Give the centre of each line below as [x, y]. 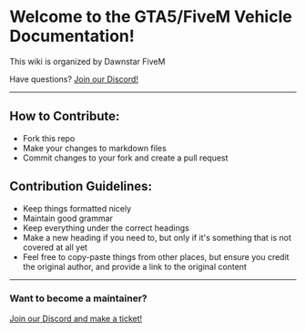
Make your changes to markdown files [94, 148]
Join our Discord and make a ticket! [76, 318]
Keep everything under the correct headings [106, 228]
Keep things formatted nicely [77, 208]
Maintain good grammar [68, 218]
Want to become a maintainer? [78, 298]
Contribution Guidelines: [81, 187]
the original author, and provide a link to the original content [135, 266]
